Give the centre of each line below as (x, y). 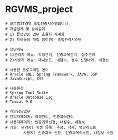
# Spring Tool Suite (27, 93)
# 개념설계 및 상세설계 (25, 29)
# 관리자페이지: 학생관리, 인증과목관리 (39, 117)
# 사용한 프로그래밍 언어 (27, 70)
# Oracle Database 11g (29, 97)
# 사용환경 (15, 88)
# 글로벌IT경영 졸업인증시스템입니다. (38, 24)
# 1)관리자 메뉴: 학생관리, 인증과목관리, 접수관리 (50, 55)
